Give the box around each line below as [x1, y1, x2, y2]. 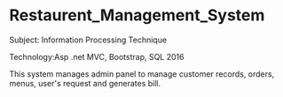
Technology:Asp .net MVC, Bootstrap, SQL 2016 [9, 51, 185, 62]
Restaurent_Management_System [9, 5, 265, 26]
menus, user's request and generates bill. [9, 78, 161, 88]
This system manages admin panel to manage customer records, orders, [9, 68, 275, 79]
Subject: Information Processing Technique [9, 34, 167, 45]
